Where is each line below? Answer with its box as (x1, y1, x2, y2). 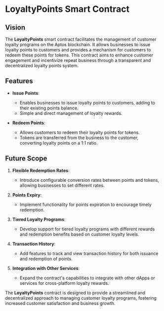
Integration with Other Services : (12, 265, 80, 271)
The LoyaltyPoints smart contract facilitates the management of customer (5, 36, 157, 42)
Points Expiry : (12, 192, 42, 198)
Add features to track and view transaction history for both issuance (19, 250, 159, 256)
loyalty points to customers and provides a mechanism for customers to (5, 47, 152, 52)
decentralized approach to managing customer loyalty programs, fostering (5, 295, 157, 301)
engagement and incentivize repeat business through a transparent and (5, 57, 151, 63)
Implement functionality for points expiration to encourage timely (19, 202, 152, 207)
